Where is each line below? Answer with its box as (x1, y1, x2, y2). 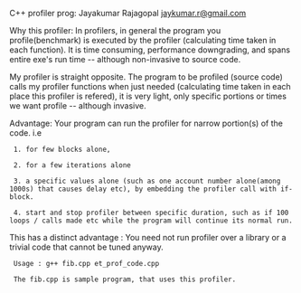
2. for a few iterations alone (13, 161, 131, 170)
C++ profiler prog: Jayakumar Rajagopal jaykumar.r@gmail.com (9, 8, 247, 18)
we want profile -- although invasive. (9, 100, 146, 111)
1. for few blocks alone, (13, 145, 111, 154)
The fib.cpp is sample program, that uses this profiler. (13, 275, 237, 284)
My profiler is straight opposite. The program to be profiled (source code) (9, 71, 283, 82)
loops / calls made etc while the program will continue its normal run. (9, 216, 294, 225)
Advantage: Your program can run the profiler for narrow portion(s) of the (9, 118, 283, 128)
